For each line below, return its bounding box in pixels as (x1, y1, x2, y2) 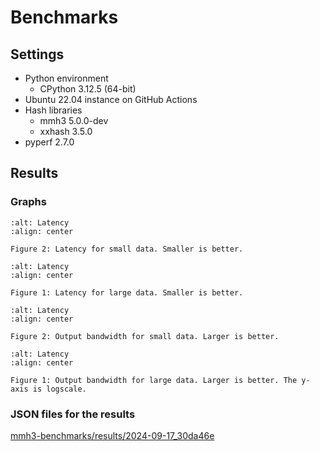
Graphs (10, 195, 47, 209)
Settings (10, 46, 65, 63)
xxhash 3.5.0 (39, 126, 93, 137)
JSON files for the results (10, 407, 136, 421)
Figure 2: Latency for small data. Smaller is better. (10, 244, 244, 254)
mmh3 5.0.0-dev (39, 115, 109, 126)
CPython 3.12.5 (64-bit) (39, 83, 137, 95)
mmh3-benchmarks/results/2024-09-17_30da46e (10, 429, 215, 441)
